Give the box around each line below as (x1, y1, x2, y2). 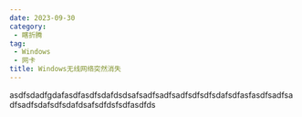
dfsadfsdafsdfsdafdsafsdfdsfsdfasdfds (9, 99, 156, 110)
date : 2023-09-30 (9, 13, 76, 23)
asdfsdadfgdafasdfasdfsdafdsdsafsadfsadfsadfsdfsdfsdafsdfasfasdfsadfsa (9, 89, 294, 101)
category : (9, 22, 47, 31)
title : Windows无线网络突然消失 (9, 65, 121, 74)
